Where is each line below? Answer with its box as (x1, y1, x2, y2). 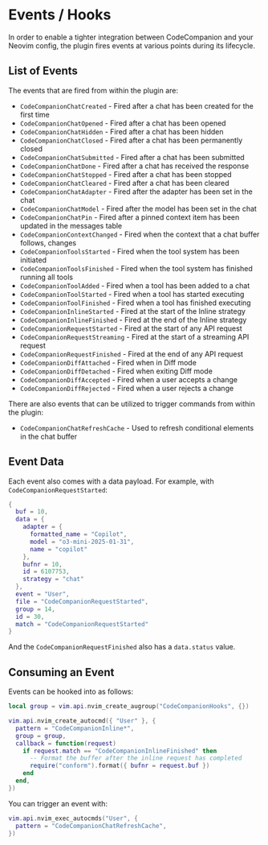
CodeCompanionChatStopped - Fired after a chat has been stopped (19, 169, 232, 179)
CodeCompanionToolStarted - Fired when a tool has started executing (19, 289, 245, 299)
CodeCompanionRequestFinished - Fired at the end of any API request (19, 348, 243, 359)
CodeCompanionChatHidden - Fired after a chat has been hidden (19, 126, 224, 136)
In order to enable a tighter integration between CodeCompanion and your (8, 32, 254, 42)
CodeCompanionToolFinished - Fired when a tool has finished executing (19, 298, 251, 307)
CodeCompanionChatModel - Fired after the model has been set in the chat (19, 204, 257, 213)
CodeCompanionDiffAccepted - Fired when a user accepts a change (19, 374, 238, 384)
